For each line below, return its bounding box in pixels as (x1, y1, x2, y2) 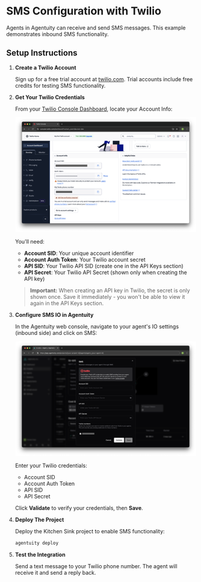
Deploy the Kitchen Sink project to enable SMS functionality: (14, 528, 165, 535)
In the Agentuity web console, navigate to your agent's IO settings (14, 323, 179, 330)
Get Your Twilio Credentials (14, 93, 85, 100)
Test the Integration (14, 551, 66, 559)
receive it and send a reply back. (14, 569, 96, 577)
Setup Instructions (6, 48, 78, 58)
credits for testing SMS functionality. (14, 82, 106, 89)
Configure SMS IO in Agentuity (14, 311, 94, 319)
